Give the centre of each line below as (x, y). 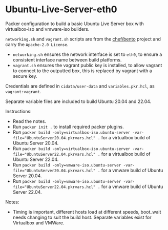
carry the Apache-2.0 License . (37, 44)
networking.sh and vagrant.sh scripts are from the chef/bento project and (83, 39)
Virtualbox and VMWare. (38, 223)
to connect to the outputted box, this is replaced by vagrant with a (82, 71)
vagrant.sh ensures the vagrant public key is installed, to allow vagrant (87, 65)
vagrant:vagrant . (23, 91)
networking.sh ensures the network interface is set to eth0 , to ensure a (87, 54)
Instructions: (18, 111)
